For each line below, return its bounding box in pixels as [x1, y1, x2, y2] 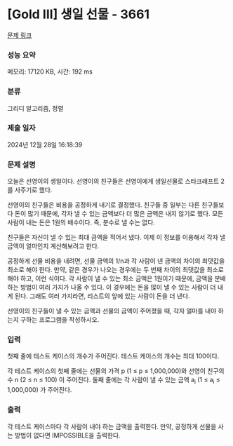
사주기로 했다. [14, 186, 53, 194]
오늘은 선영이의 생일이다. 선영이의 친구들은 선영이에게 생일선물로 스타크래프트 [7, 177, 220, 186]
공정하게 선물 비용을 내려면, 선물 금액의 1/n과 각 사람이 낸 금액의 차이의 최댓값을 [7, 257, 225, 265]
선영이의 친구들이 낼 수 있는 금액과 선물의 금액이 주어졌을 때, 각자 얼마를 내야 [7, 306, 217, 316]
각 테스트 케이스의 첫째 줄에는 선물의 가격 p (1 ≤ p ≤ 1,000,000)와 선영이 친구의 [7, 367, 225, 375]
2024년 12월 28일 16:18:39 [7, 140, 83, 149]
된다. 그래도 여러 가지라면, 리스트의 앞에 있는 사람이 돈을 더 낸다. [14, 292, 191, 300]
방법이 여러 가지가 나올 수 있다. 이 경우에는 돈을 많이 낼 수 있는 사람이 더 [20, 283, 216, 292]
